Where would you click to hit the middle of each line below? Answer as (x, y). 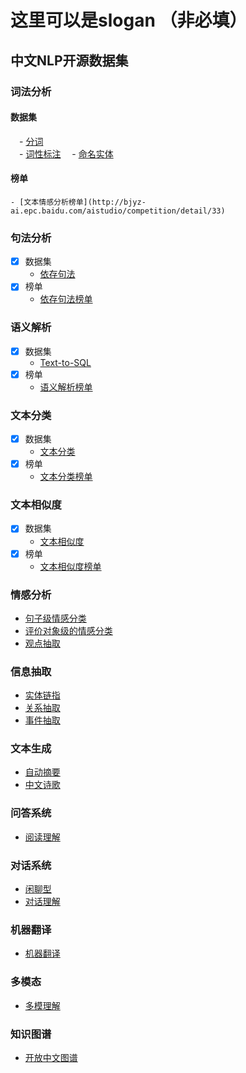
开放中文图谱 (51, 1057)
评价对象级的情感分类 (68, 630)
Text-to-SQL (65, 362)
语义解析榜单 (66, 387)
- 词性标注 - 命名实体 (66, 153)
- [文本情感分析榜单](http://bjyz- (78, 202)
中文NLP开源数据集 (69, 60)
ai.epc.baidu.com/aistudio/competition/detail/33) (118, 211)
